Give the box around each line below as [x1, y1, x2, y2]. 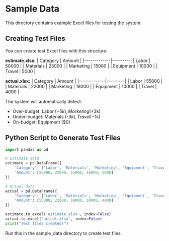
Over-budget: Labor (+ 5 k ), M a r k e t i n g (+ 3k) [12, 108, 101, 114]
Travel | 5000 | [5, 68, 36, 74]
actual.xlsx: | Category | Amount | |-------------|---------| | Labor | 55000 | [5, 78, 162, 84]
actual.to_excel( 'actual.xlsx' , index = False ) [5, 216, 102, 222]
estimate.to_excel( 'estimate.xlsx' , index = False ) [5, 212, 112, 217]
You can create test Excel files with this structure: [5, 47, 108, 53]
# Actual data [5, 184, 35, 189]
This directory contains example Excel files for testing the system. [5, 20, 142, 26]
